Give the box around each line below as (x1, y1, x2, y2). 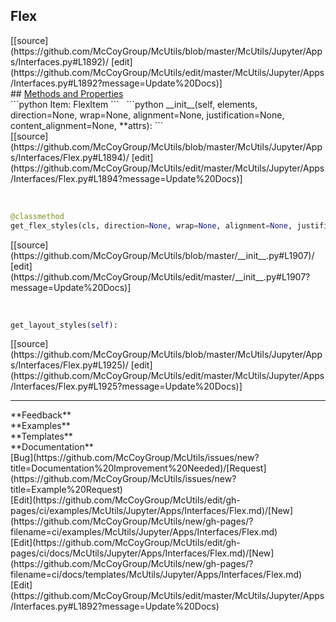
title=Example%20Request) (10, 484, 123, 496)
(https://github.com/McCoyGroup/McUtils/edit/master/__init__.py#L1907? (10, 270, 311, 283)
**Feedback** (10, 409, 72, 421)
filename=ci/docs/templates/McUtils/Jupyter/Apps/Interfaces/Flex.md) (10, 569, 303, 581)
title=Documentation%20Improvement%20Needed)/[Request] (10, 462, 267, 474)
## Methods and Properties (10, 87, 124, 99)
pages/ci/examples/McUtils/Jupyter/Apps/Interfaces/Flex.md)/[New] (10, 505, 294, 517)
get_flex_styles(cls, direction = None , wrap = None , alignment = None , (10, 220, 293, 231)
